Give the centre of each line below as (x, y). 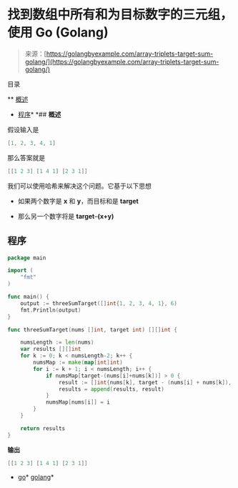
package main (27, 258)
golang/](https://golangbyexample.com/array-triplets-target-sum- (122, 61)
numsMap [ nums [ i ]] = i (78, 402)
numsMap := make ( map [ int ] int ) (78, 362)
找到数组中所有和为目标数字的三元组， (120, 15)
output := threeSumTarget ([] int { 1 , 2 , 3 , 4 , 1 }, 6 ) (99, 303)
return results (43, 428)
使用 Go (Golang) (58, 33)
